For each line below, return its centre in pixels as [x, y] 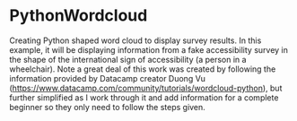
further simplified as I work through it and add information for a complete [144, 97]
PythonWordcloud [79, 16]
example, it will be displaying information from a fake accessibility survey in [149, 49]
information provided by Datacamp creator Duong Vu [108, 78]
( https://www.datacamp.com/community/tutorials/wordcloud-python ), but [146, 88]
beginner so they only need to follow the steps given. [108, 107]
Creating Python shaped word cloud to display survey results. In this [135, 40]
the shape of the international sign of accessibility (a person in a [128, 59]
